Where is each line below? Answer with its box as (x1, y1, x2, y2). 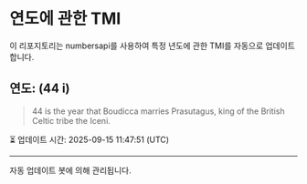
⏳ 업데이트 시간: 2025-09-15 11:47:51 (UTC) (9, 134, 170, 145)
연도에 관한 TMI (9, 8, 122, 29)
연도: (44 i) (9, 81, 70, 97)
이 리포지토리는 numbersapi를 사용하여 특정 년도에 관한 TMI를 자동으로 (9, 40, 264, 51)
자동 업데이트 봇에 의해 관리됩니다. (9, 165, 132, 176)
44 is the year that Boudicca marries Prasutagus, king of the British (31, 106, 285, 117)
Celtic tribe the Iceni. (31, 115, 111, 126)
